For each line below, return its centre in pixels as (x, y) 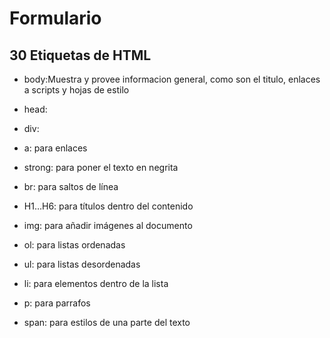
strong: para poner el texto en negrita (101, 167)
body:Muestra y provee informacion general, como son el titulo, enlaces (172, 79)
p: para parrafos (57, 303)
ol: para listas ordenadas (74, 245)
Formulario (55, 18)
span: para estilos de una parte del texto (107, 322)
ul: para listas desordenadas (82, 264)
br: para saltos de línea (71, 186)
